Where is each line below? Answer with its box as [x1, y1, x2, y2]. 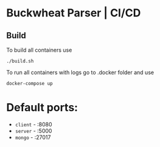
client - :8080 [15, 120, 53, 128]
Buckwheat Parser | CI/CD [6, 6, 141, 20]
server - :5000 [15, 127, 52, 134]
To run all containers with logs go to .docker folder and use [6, 69, 154, 76]
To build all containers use [6, 46, 72, 53]
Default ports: [6, 101, 78, 115]
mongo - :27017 [15, 134, 51, 141]
